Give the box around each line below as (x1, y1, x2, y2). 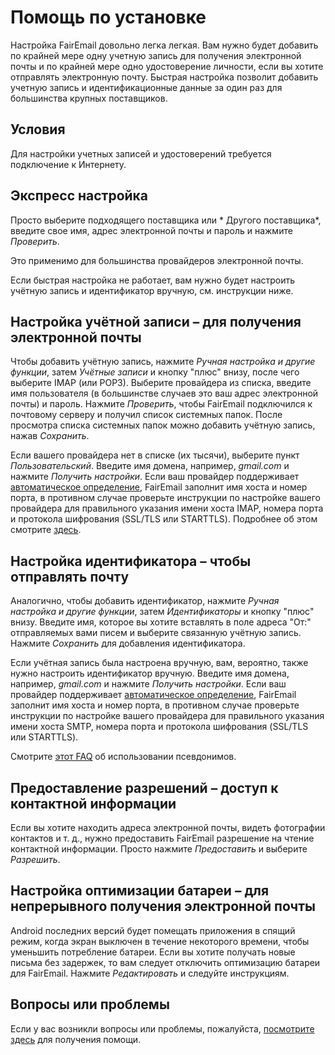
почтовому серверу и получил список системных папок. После (10, 409, 283, 421)
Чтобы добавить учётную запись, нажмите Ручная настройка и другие (10, 356, 316, 368)
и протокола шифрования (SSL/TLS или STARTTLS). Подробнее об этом (10, 513, 318, 525)
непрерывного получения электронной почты (10, 898, 316, 915)
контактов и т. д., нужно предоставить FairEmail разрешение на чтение (10, 832, 315, 844)
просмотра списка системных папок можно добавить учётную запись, (10, 419, 316, 431)
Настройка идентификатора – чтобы (10, 552, 252, 570)
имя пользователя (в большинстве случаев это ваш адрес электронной (10, 387, 319, 400)
